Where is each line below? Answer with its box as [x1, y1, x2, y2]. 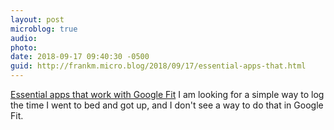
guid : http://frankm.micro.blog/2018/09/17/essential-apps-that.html [10, 61, 307, 71]
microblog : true [10, 24, 78, 34]
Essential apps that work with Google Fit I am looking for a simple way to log [10, 89, 325, 100]
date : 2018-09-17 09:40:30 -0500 [10, 52, 150, 62]
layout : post [10, 14, 65, 25]
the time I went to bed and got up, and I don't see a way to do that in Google [10, 99, 324, 111]
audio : [10, 33, 38, 43]
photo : [10, 42, 38, 53]
